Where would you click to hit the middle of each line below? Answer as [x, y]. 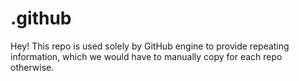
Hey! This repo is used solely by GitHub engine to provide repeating [150, 46]
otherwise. [32, 67]
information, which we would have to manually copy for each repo [146, 56]
